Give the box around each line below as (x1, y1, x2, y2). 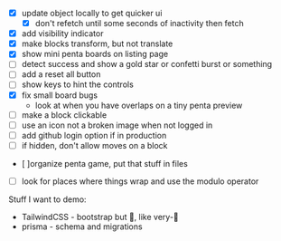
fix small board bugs (21, 90, 98, 101)
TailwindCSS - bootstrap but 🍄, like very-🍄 (21, 211, 180, 222)
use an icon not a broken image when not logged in (21, 120, 213, 130)
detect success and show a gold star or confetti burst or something (21, 59, 273, 70)
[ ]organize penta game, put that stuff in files (21, 158, 189, 169)
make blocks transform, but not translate (21, 38, 173, 49)
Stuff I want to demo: (8, 194, 87, 205)
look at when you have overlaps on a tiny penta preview (34, 100, 243, 111)
